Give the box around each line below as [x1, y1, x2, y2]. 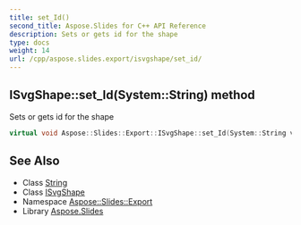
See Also [9, 154, 60, 169]
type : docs [9, 37, 50, 47]
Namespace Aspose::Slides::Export [21, 196, 153, 206]
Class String [21, 177, 68, 187]
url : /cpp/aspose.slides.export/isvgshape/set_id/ [9, 54, 202, 63]
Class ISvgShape [21, 187, 85, 197]
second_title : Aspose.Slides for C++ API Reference [9, 21, 206, 30]
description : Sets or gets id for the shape [9, 29, 178, 38]
